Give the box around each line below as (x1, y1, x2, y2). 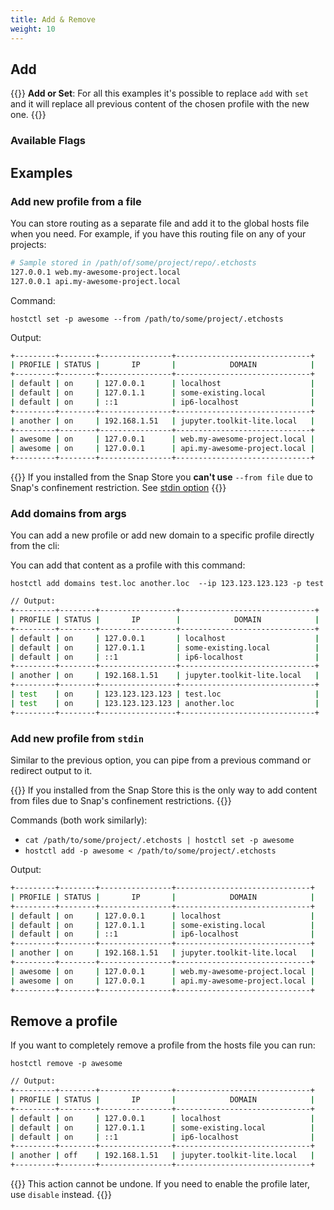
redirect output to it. (10, 765, 93, 777)
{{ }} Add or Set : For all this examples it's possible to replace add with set (10, 87, 309, 100)
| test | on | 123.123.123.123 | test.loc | (10, 689, 320, 700)
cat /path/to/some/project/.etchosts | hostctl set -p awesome (24, 836, 295, 846)
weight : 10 (10, 24, 56, 34)
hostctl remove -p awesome (10, 1059, 123, 1069)
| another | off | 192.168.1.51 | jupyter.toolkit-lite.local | (10, 1151, 315, 1161)
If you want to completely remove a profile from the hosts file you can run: (10, 1039, 316, 1051)
